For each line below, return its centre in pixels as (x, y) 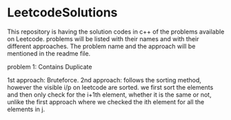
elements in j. (26, 109)
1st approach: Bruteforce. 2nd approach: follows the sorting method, (104, 80)
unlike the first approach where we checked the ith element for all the (106, 101)
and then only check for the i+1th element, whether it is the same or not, (109, 95)
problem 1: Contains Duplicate (50, 67)
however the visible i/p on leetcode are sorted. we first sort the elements (110, 87)
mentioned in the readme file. (49, 53)
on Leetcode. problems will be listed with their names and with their (103, 38)
